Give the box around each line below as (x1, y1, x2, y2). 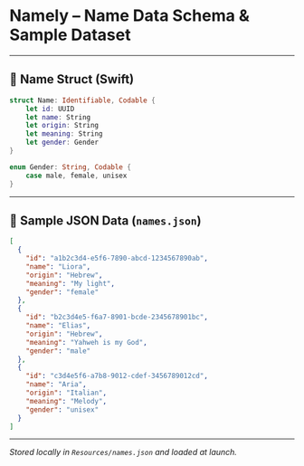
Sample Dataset (9, 24, 131, 45)
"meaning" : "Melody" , (25, 396, 107, 405)
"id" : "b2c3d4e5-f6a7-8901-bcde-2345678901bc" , (25, 313, 208, 322)
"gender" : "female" (25, 287, 100, 297)
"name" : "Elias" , (25, 321, 91, 330)
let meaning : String (25, 129, 103, 138)
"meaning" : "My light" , (25, 279, 116, 288)
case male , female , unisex (25, 171, 128, 180)
